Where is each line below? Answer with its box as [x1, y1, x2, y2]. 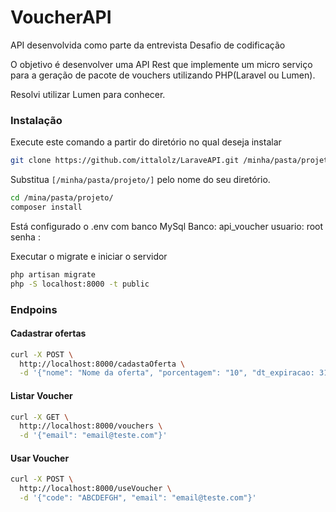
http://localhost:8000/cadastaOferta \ [19, 359, 186, 369]
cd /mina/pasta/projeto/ [10, 193, 114, 203]
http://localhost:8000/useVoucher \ [19, 484, 172, 494]
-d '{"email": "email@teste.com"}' [19, 431, 168, 441]
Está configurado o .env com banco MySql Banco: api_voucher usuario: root [10, 220, 324, 232]
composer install [10, 202, 83, 212]
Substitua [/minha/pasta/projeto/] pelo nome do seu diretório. [10, 174, 271, 186]
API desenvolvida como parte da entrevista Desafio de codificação [10, 39, 286, 51]
